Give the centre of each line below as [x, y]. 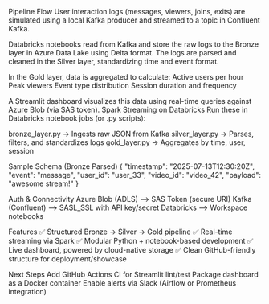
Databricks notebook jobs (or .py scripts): [77, 118]
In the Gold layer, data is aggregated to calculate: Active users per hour [126, 77]
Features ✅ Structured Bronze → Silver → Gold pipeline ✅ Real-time [120, 232]
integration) [27, 292]
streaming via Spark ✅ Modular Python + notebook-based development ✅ [131, 241]
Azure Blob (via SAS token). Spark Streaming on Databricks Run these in [128, 109]
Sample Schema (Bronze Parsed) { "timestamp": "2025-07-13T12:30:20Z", [132, 166]
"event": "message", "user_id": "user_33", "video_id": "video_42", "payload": [135, 175]
